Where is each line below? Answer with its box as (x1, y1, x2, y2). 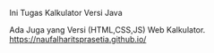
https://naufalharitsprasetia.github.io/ (9, 34, 147, 44)
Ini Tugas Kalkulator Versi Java (9, 8, 123, 18)
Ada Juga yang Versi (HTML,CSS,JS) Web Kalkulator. (9, 25, 206, 34)
